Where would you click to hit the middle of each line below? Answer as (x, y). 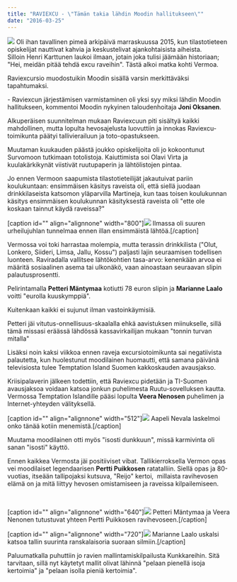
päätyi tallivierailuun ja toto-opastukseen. (100, 136)
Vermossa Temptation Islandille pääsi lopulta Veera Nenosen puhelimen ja (116, 396)
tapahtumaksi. (28, 85)
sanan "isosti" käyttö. (38, 447)
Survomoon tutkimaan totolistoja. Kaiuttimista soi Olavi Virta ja (98, 157)
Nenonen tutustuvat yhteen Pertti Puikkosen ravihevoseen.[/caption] (107, 520)
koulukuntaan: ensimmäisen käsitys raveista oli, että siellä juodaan (104, 186)
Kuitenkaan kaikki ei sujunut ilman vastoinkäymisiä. (81, 309)
